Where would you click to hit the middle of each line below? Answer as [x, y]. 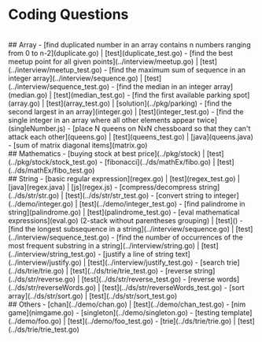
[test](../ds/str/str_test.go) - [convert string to [138, 195]
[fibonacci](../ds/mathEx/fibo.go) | [160, 162]
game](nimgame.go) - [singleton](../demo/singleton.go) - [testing [114, 312]
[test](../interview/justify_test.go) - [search [157, 262]
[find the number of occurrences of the [180, 237]
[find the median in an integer [164, 86]
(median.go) [28, 95]
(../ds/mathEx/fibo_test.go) [52, 170]
